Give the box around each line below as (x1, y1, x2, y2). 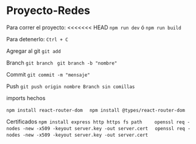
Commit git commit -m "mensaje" (6, 70, 90, 78)
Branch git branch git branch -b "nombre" (6, 59, 117, 66)
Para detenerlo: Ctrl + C (6, 35, 69, 43)
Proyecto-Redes (6, 4, 91, 18)
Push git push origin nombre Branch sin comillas (6, 83, 135, 90)
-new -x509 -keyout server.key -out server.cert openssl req (22, 125, 186, 131)
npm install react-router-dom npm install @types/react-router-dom (6, 107, 186, 113)
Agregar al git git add (6, 47, 61, 55)
